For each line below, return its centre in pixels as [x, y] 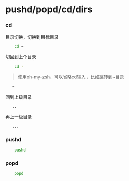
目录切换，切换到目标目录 [32, 37]
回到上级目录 [18, 97]
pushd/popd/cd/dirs [49, 9]
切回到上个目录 [21, 57]
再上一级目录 [18, 117]
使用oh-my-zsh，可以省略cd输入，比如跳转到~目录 [71, 77]
